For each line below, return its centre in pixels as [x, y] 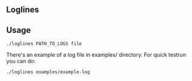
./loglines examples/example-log [48, 72]
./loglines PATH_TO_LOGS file [44, 44]
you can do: [21, 61]
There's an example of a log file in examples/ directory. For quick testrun [96, 55]
